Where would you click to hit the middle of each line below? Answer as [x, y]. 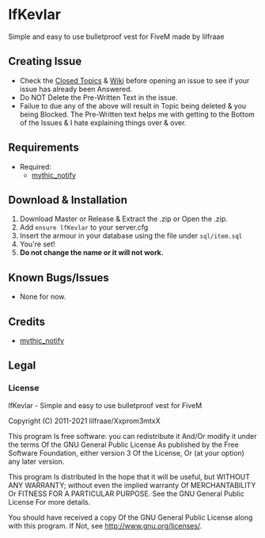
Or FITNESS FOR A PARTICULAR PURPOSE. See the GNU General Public [126, 494]
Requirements [44, 148]
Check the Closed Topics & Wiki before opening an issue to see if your [134, 80]
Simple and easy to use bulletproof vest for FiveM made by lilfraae [116, 36]
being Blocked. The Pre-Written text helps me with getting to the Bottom [137, 114]
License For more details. [49, 502]
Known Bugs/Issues [59, 278]
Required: [35, 166]
